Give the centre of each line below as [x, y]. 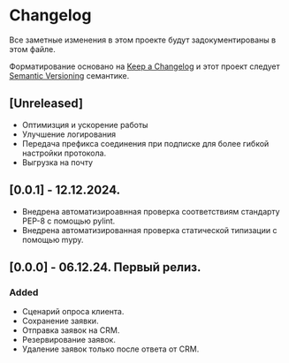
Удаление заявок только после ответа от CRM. [110, 349]
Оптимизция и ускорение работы [85, 125]
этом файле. [32, 49]
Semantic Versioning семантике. [69, 75]
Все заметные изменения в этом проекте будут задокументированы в [143, 40]
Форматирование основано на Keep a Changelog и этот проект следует [144, 66]
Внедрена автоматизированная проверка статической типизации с [149, 230]
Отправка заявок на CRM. [71, 330]
